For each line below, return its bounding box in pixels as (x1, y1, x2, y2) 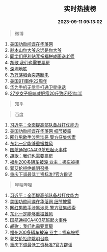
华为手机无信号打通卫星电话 (9, 84, 66, 90)
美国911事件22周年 (9, 78, 48, 84)
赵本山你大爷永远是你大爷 (9, 47, 62, 53)
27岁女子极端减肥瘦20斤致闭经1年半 (9, 90, 82, 96)
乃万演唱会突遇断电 (9, 72, 49, 78)
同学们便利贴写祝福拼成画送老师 (9, 53, 75, 59)
